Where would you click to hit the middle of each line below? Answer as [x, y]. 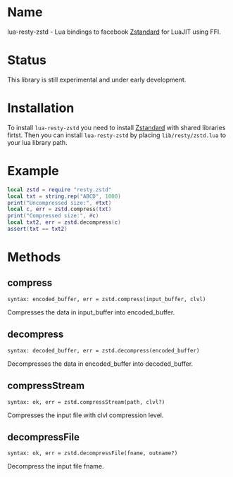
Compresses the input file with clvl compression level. [86, 415]
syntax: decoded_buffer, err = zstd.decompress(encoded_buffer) [103, 350]
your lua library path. [38, 142]
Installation [41, 108]
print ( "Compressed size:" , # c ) [53, 216]
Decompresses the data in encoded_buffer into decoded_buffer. [100, 364]
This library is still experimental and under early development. [97, 79]
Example [33, 171]
